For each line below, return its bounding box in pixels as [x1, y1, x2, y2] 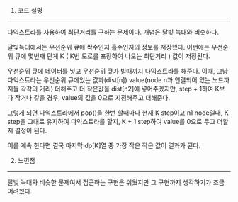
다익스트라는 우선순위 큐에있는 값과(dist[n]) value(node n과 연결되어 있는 [7, 76, 211, 84]
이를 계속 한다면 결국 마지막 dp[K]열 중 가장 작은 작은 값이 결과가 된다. [7, 141, 200, 150]
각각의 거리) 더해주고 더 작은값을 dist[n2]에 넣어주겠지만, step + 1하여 [20, 84, 214, 93]
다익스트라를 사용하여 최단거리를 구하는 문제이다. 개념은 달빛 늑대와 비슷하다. [7, 28, 220, 36]
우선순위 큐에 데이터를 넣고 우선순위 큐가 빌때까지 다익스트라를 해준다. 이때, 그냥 [7, 67, 229, 75]
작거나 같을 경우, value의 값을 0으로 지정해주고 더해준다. [14, 94, 171, 101]
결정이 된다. [14, 126, 47, 135]
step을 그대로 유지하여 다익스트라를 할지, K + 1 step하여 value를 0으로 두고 [7, 118, 216, 125]
